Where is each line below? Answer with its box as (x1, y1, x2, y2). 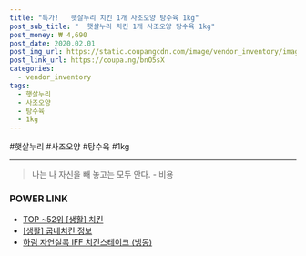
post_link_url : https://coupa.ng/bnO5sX (9, 56, 166, 65)
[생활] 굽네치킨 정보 (22, 225, 93, 237)
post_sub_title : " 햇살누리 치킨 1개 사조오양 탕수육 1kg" (9, 22, 216, 31)
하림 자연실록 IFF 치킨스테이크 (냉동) (22, 237, 153, 248)
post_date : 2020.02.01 (9, 38, 96, 48)
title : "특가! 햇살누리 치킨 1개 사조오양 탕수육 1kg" (9, 13, 199, 23)
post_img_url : (9, 47, 64, 56)
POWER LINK (9, 192, 68, 205)
